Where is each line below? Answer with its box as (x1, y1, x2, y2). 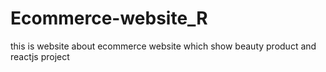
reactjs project (10, 50, 70, 62)
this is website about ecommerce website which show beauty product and (10, 40, 317, 52)
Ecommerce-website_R (10, 7, 208, 30)
